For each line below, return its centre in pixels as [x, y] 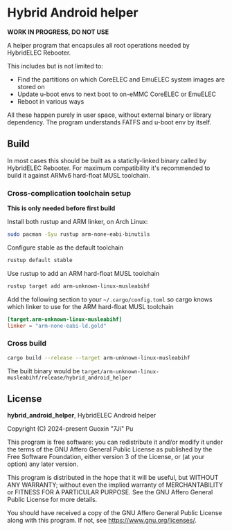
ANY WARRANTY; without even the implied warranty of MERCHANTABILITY [115, 485]
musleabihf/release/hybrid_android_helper [69, 378]
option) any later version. [43, 464]
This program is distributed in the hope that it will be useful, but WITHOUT [113, 478]
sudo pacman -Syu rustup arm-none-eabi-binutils [79, 234]
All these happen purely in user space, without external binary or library [109, 115]
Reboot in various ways [51, 101]
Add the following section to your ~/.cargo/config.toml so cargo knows [110, 299]
